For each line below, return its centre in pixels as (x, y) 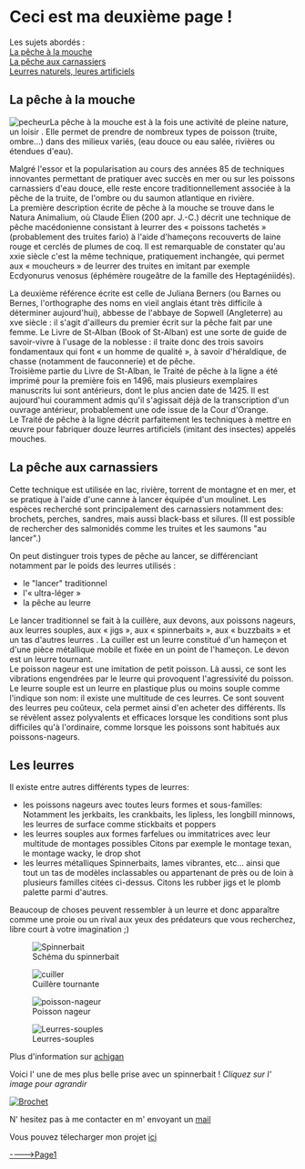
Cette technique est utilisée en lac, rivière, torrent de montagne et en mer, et (152, 490)
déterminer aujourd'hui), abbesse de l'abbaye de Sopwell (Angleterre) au (146, 312)
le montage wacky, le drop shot (81, 853)
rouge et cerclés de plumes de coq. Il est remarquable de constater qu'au (147, 246)
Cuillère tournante (66, 985)
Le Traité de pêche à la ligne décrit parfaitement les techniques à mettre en (150, 419)
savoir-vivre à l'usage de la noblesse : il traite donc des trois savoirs (137, 342)
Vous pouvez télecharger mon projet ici (83, 1137)
